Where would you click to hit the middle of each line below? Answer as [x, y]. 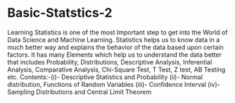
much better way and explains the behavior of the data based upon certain [115, 47]
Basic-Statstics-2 [60, 13]
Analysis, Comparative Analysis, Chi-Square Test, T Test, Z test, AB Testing [116, 69]
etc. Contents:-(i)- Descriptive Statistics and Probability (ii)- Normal [105, 77]
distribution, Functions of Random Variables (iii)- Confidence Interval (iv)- [114, 84]
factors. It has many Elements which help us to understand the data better [114, 55]
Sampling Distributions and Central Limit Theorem [80, 92]
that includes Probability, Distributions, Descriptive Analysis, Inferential [110, 62]
